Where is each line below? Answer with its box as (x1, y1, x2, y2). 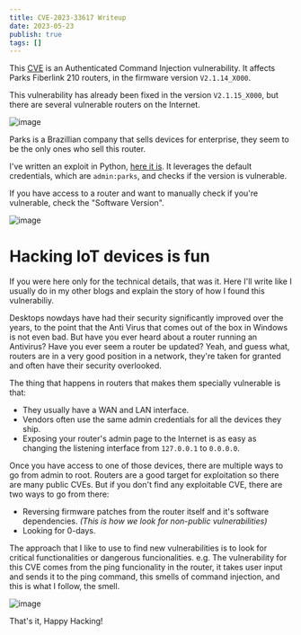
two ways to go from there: (9, 489, 110, 499)
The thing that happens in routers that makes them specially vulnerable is (9, 378, 281, 389)
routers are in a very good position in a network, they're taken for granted (9, 351, 281, 362)
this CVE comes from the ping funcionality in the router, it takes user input (9, 562, 283, 573)
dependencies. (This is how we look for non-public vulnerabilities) (22, 516, 268, 526)
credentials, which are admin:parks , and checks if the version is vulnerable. (9, 171, 288, 181)
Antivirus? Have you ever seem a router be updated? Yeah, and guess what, (9, 341, 290, 352)
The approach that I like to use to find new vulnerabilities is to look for (9, 542, 268, 553)
